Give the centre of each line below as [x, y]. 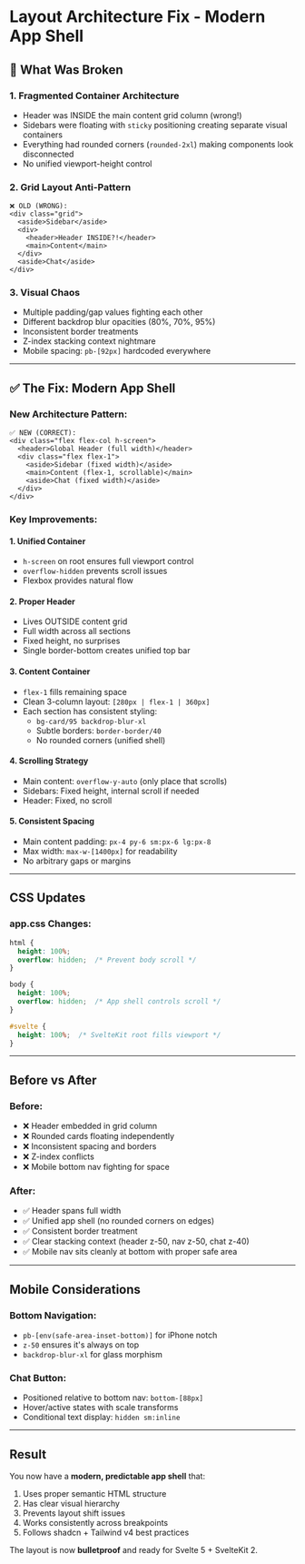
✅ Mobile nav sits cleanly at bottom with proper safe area [130, 1252]
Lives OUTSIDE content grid [75, 621]
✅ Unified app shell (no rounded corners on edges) [118, 1221]
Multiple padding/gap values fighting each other [113, 312]
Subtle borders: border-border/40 [98, 731]
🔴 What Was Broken [67, 70]
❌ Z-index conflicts [59, 1156]
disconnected [48, 154]
